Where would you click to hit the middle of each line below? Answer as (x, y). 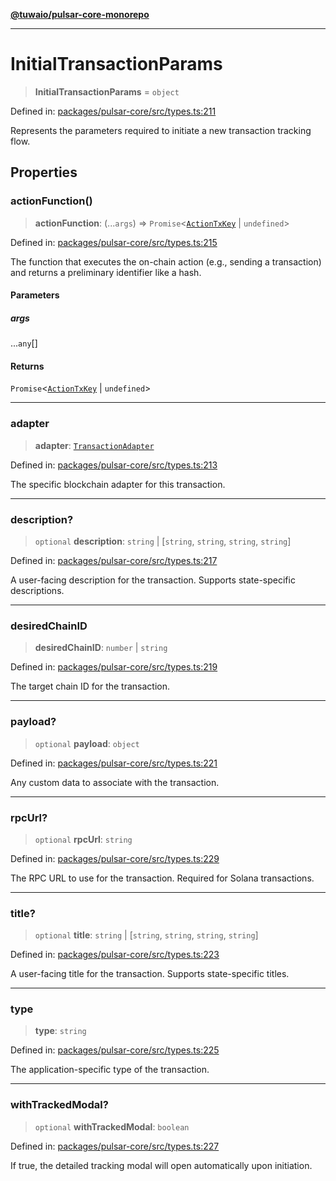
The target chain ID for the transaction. (90, 686)
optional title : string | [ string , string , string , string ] (146, 935)
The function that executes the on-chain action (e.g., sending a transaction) (166, 261)
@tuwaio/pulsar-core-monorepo (80, 14)
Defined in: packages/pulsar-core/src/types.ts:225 (115, 1050)
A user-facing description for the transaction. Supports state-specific (153, 580)
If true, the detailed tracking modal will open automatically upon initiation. (161, 1165)
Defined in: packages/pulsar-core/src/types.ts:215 (114, 242)
